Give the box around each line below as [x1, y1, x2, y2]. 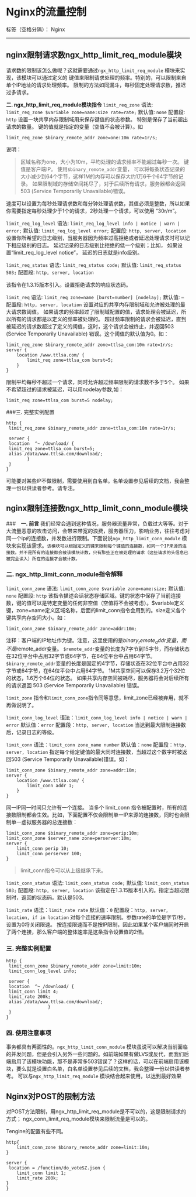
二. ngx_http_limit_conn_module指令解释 [6, 570, 123, 578]
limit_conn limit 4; [8, 989, 59, 994]
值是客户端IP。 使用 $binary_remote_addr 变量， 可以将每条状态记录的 [20, 165, 185, 173]
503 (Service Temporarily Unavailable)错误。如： [10, 756, 129, 763]
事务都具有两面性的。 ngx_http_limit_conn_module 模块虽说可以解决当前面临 [6, 1043, 188, 1051]
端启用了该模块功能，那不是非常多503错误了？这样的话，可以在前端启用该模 [6, 1058, 190, 1065]
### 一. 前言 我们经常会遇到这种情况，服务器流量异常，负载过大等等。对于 [6, 520, 189, 527]
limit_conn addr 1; [27, 783, 75, 788]
